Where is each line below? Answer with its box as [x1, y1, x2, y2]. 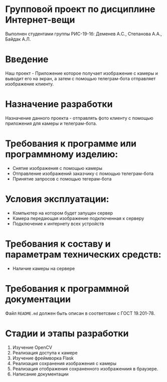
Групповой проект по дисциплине [5, 4, 155, 15]
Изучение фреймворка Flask [12, 355, 74, 361]
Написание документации [12, 371, 69, 377]
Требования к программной [5, 283, 129, 294]
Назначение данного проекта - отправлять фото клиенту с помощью [5, 115, 154, 121]
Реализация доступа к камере [12, 349, 78, 355]
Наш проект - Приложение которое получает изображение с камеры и [5, 70, 158, 76]
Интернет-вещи [5, 14, 75, 26]
